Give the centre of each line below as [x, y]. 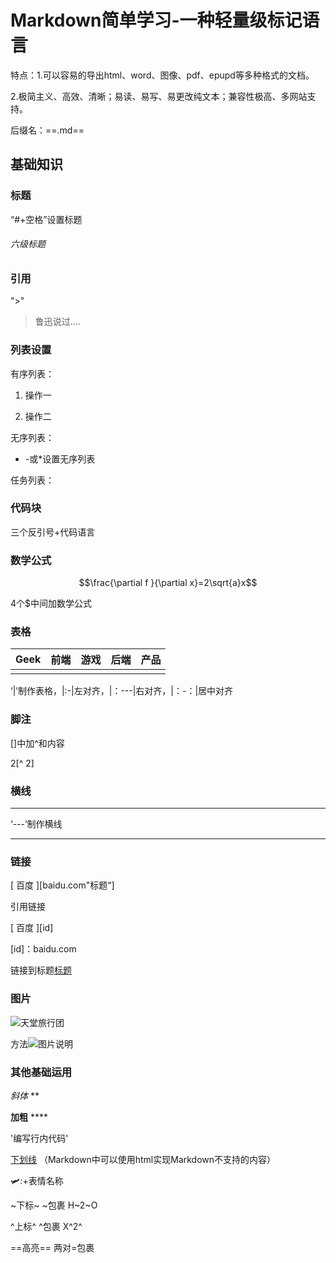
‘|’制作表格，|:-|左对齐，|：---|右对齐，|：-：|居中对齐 [122, 691]
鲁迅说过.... [57, 322]
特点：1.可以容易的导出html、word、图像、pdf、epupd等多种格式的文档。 [162, 75]
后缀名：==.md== [47, 130]
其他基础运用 [41, 1072]
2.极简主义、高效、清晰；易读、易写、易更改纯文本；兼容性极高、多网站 [159, 96]
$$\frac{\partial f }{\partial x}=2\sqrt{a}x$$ [168, 583]
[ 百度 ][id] [32, 928]
